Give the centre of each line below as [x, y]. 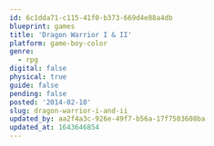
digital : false [38, 69]
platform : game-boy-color [58, 43]
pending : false [38, 93]
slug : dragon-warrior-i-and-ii [69, 111]
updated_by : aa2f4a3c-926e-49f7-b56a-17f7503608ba [107, 119]
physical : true [38, 77]
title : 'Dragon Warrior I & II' [71, 34]
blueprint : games [42, 26]
